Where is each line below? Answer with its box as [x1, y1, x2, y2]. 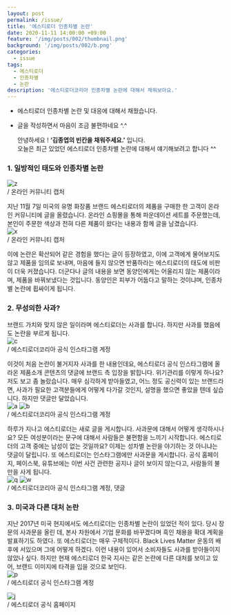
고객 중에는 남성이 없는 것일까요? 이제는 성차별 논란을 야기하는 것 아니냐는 [19, 441, 219, 450]
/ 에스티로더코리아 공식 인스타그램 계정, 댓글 [7, 483, 125, 492]
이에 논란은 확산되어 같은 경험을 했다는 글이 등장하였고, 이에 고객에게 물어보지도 [7, 250, 221, 258]
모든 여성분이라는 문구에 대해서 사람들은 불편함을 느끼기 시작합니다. [17, 433, 198, 441]
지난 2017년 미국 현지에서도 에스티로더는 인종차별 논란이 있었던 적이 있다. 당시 [7, 519, 217, 528]
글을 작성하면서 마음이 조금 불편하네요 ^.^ [17, 121, 128, 129]
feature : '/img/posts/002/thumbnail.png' [7, 36, 128, 43]
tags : [7, 61, 23, 68]
